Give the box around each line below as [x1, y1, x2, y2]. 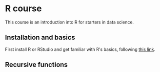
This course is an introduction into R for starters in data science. [5, 19, 134, 25]
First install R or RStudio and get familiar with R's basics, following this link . [5, 46, 156, 52]
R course [5, 3, 42, 14]
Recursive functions [5, 61, 68, 69]
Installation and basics [5, 33, 76, 42]
